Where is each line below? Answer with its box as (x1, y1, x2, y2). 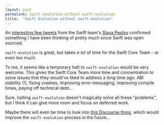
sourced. (5, 40, 23, 46)
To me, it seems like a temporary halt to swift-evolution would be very (5, 64, 149, 70)
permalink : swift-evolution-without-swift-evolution (5, 12, 115, 17)
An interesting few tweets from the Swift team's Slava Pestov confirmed (5, 30, 151, 36)
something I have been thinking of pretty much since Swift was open (5, 35, 144, 41)
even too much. (5, 55, 37, 61)
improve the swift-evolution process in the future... (5, 115, 110, 121)
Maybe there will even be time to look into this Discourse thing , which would (5, 109, 159, 115)
